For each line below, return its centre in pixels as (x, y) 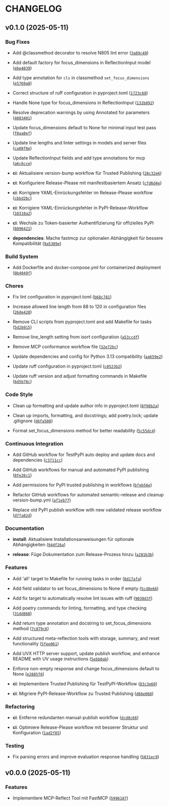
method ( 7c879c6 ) (31, 628)
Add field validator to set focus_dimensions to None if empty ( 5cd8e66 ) (86, 588)
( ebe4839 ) (22, 68)
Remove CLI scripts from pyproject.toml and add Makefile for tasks (82, 322)
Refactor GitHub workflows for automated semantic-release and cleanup (88, 495)
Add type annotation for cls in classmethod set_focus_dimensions (81, 78)
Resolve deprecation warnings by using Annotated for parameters (81, 112)
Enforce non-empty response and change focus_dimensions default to (86, 668)
